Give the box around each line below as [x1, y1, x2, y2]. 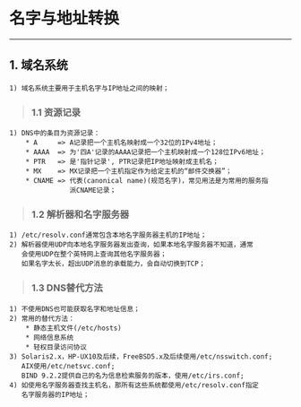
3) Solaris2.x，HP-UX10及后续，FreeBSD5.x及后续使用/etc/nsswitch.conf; [9, 351, 273, 361]
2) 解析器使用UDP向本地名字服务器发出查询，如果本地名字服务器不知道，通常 [9, 240, 254, 249]
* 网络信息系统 [25, 333, 74, 342]
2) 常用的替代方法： [9, 314, 75, 323]
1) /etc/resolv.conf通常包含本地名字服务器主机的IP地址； [9, 230, 208, 240]
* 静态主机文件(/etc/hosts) [25, 324, 123, 333]
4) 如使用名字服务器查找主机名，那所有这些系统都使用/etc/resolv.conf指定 [9, 380, 260, 390]
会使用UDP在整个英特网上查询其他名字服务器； [21, 250, 168, 259]
